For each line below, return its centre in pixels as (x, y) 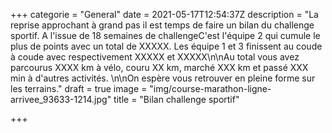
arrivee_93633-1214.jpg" (61, 99)
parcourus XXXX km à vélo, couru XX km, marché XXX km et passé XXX (159, 67)
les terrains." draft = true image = (79, 88)
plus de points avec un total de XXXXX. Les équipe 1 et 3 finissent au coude (166, 46)
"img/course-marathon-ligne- (210, 88)
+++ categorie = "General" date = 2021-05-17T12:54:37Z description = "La (164, 14)
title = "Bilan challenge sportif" (176, 99)
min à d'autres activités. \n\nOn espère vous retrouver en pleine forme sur (163, 78)
